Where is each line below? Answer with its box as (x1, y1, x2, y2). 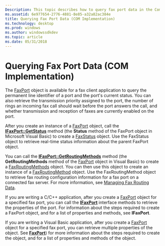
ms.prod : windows (5, 26, 41, 31)
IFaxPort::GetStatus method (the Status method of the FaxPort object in (5, 128, 152, 134)
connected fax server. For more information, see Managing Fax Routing (5, 179, 149, 185)
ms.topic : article (5, 35, 43, 40)
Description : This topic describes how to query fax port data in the (5, 7, 153, 12)
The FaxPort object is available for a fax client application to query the (5, 87, 147, 93)
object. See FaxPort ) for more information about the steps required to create (5, 230, 160, 236)
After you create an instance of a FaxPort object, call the (5, 123, 119, 128)
